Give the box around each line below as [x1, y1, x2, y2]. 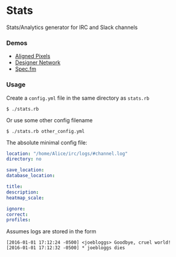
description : [6, 189, 39, 195]
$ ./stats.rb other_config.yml [6, 128, 85, 134]
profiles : [6, 217, 31, 223]
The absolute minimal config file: [6, 138, 87, 146]
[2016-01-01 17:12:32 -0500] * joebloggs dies [6, 245, 125, 251]
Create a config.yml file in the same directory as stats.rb [6, 94, 149, 102]
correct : [6, 211, 28, 218]
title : [6, 184, 23, 190]
